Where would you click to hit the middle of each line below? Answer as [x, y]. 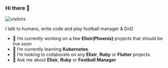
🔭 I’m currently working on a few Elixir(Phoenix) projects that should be [88, 39]
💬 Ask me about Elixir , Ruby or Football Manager [64, 60]
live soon [22, 44]
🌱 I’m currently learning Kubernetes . [51, 49]
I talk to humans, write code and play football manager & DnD [69, 29]
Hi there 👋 [18, 8]
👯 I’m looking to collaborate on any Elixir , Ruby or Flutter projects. [82, 54]
